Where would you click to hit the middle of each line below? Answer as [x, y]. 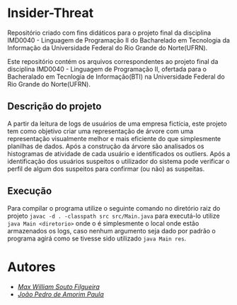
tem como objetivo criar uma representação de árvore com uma [100, 131]
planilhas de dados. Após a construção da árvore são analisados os [106, 146]
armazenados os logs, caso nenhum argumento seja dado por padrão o [111, 231]
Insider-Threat [51, 13]
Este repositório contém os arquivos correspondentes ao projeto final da [113, 61]
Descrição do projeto [54, 107]
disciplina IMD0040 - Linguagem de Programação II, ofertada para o [107, 69]
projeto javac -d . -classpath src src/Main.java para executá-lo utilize [114, 216]
